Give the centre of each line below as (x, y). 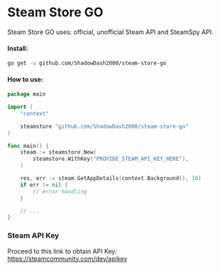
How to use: (26, 79)
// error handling (60, 191)
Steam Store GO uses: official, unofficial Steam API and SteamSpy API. (111, 32)
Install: (18, 48)
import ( (20, 107)
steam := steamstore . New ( (59, 152)
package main (27, 94)
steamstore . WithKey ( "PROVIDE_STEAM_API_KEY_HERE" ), (111, 159)
